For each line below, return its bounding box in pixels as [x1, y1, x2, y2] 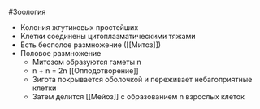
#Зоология [8, 7, 46, 16]
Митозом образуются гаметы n [32, 57, 141, 67]
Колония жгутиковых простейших [19, 23, 139, 32]
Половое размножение [19, 49, 102, 58]
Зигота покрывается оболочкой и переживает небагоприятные [32, 75, 253, 84]
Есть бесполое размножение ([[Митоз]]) [19, 40, 161, 50]
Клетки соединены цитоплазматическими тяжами [19, 32, 196, 41]
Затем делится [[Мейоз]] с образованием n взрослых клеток [32, 92, 245, 101]
